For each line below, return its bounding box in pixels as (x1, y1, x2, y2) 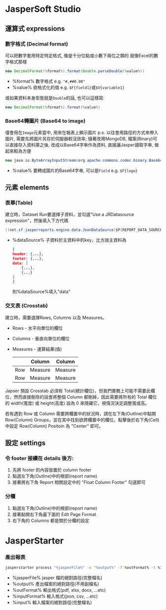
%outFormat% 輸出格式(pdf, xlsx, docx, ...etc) (12, 587, 106, 593)
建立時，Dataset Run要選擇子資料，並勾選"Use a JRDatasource (5, 212, 134, 218)
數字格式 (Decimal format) (5, 41, 68, 47)
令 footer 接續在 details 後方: (5, 455, 74, 462)
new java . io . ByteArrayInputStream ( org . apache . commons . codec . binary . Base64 (5, 158, 163, 163)
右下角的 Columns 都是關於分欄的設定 (12, 518, 89, 523)
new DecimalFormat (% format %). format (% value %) (5, 105, 100, 110)
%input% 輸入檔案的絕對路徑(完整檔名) (12, 600, 92, 605)
